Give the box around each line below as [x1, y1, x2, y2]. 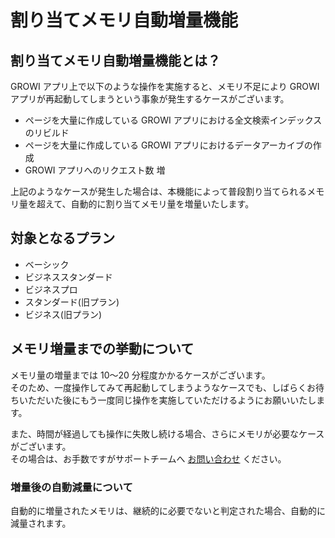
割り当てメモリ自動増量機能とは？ [10, 52, 221, 69]
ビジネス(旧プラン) [24, 308, 103, 320]
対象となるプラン [10, 230, 116, 247]
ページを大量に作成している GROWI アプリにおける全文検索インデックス [24, 114, 323, 126]
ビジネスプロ [24, 283, 78, 295]
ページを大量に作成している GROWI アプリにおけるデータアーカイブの [24, 139, 313, 151]
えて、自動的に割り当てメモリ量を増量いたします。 [44, 198, 255, 210]
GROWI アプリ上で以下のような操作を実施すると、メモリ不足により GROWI [10, 81, 320, 92]
